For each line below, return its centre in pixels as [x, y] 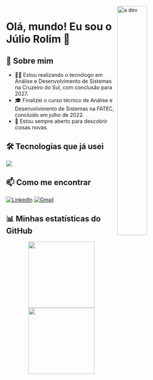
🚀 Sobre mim [30, 61]
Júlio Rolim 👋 [38, 39]
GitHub [19, 231]
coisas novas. [31, 127]
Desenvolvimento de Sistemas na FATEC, [64, 109]
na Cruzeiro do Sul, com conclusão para [63, 87]
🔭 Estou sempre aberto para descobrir [61, 121]
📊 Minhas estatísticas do [54, 219]
